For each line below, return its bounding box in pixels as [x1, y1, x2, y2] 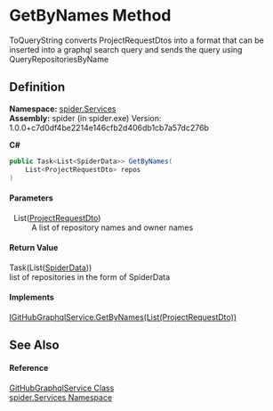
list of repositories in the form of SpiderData [9, 271, 171, 282]
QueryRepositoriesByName [9, 53, 109, 64]
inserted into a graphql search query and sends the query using [9, 44, 243, 54]
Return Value [9, 242, 59, 253]
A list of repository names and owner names [31, 222, 194, 233]
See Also [9, 338, 60, 353]
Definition [9, 79, 65, 95]
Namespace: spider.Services [9, 103, 117, 114]
